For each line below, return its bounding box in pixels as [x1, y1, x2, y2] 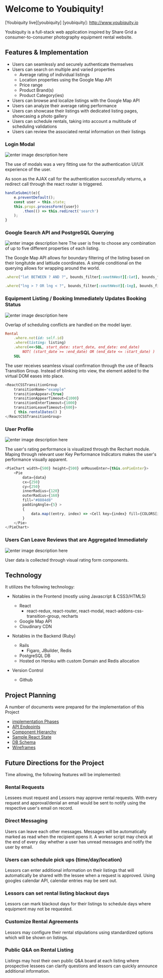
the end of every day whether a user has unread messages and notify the [5, 839, 152, 844]
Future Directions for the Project [5, 759, 104, 767]
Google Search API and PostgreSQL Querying [5, 229, 114, 236]
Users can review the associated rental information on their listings [12, 128, 146, 135]
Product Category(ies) [19, 92, 64, 98]
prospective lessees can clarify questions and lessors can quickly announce [5, 963, 158, 969]
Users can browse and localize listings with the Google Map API [12, 98, 140, 103]
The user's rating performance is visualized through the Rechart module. [5, 446, 150, 452]
